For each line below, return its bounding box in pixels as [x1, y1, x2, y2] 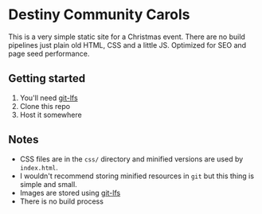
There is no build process [19, 196, 104, 206]
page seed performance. [8, 49, 90, 58]
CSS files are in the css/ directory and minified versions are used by [19, 154, 244, 164]
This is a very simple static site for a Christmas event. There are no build [8, 32, 245, 41]
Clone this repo [19, 101, 70, 111]
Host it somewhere [19, 110, 82, 119]
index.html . [19, 162, 58, 172]
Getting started [8, 72, 86, 85]
